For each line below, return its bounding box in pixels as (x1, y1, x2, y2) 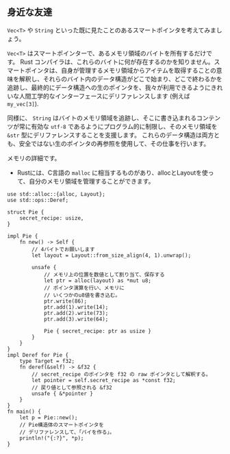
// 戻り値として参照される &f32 (31, 384, 112, 391)
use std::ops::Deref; (7, 197, 69, 203)
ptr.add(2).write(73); (43, 310, 109, 316)
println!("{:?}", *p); (19, 434, 84, 442)
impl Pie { (7, 232, 38, 240)
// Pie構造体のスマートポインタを (19, 421, 104, 428)
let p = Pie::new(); (19, 414, 78, 421)
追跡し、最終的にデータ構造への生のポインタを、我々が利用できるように (7, 83, 211, 91)
